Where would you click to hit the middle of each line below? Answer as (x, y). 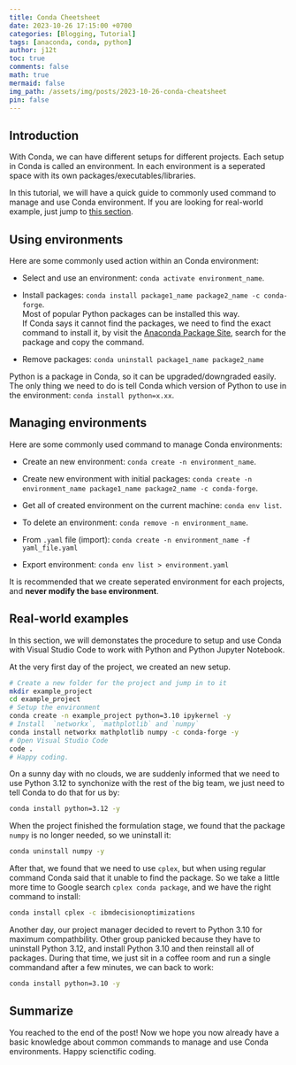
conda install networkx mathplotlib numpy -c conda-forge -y (124, 732)
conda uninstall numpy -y (57, 852)
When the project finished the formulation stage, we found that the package (147, 826)
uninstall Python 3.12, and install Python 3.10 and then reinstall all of (132, 949)
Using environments (66, 239)
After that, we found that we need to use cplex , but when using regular (138, 868)
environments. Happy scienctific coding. (83, 1051)
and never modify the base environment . (84, 590)
